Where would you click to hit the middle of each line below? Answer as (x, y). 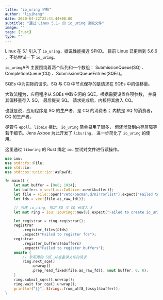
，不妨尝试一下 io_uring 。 (32, 57)
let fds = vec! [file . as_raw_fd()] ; (50, 199)
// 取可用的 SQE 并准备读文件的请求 (55, 257)
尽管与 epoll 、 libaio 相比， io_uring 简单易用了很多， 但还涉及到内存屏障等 (81, 127)
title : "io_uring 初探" (28, 9)
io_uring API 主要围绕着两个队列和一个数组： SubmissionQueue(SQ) (73, 67)
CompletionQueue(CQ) (28, 73)
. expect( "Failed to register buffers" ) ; (64, 248)
